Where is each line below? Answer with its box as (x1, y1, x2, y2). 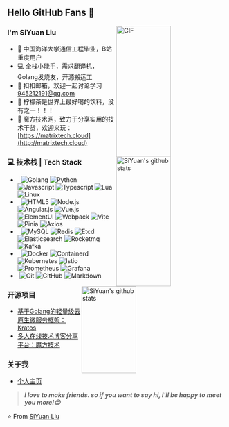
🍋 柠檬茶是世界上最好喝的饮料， (17, 97, 109, 106)
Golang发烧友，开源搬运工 (17, 72, 93, 81)
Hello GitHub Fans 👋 (7, 7, 95, 19)
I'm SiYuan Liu (7, 28, 57, 37)
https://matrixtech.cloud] (19, 131, 91, 140)
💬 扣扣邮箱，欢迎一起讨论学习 (17, 81, 102, 90)
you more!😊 (24, 398, 61, 406)
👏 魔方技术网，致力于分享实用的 (17, 115, 109, 123)
